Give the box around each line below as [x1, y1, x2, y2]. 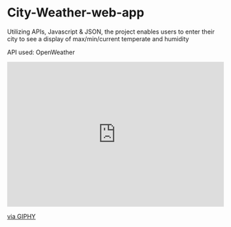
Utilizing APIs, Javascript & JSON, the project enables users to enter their [7, 27, 215, 36]
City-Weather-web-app [7, 5, 144, 21]
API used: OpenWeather [7, 48, 76, 56]
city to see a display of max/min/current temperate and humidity [7, 34, 189, 43]
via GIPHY [7, 212, 36, 220]
